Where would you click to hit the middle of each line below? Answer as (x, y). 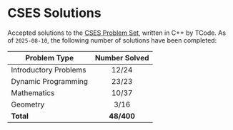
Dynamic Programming (49, 81)
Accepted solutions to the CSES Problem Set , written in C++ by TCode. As (117, 33)
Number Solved (122, 58)
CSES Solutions (54, 13)
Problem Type (49, 58)
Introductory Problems (49, 70)
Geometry (28, 104)
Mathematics (33, 92)
